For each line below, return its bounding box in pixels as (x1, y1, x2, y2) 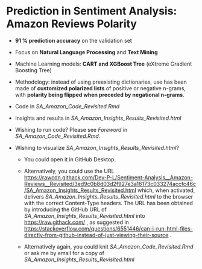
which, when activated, (137, 187, 195, 194)
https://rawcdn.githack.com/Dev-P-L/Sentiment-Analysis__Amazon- (24, 173, 193, 181)
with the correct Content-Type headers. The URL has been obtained (24, 199, 193, 206)
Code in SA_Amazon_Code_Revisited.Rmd (14, 102, 119, 110)
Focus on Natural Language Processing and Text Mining (14, 48, 158, 55)
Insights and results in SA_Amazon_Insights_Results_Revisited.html (14, 114, 181, 122)
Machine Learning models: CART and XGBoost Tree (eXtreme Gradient (14, 60, 192, 67)
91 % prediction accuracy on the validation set (14, 37, 133, 44)
